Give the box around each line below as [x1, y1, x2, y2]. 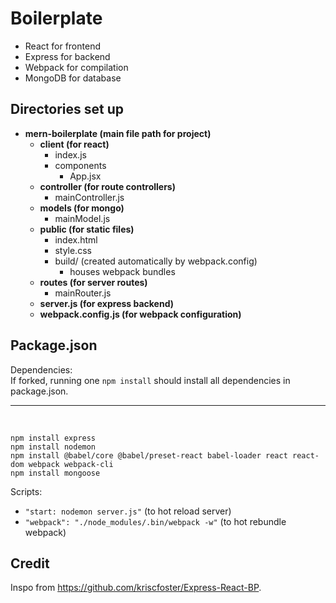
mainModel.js [54, 212, 111, 224]
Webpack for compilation [24, 61, 129, 73]
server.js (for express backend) [39, 297, 175, 309]
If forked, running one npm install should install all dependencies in [10, 374, 291, 386]
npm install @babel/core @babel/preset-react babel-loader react [10, 450, 288, 461]
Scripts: [10, 485, 43, 497]
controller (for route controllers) [39, 180, 176, 192]
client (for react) [39, 138, 110, 150]
